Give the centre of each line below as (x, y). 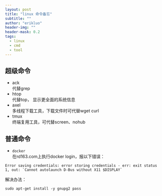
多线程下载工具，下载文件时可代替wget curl (56, 111)
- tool (16, 50)
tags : (10, 37)
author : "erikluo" (24, 23)
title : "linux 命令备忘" (29, 14)
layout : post (18, 9)
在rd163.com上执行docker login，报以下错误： (58, 157)
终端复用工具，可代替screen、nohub (49, 122)
